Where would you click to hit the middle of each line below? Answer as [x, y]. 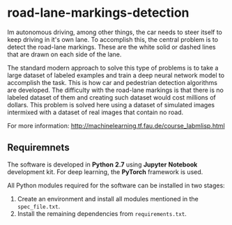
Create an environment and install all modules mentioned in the [108, 199]
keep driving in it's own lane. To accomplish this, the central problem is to [113, 39]
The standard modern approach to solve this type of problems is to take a [113, 68]
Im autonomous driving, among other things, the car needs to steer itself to [115, 32]
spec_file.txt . [39, 206]
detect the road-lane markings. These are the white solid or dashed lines [111, 47]
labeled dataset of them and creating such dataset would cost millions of [111, 97]
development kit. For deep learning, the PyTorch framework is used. [105, 171]
